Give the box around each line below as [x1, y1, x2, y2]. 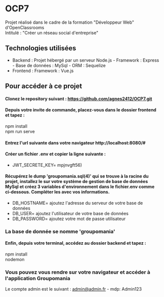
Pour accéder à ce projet [5, 82, 82, 90]
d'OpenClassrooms [5, 24, 44, 30]
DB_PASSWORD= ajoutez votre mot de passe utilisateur [12, 216, 126, 222]
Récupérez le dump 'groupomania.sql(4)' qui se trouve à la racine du [5, 173, 149, 179]
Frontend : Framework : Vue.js [12, 68, 74, 74]
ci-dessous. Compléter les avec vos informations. [5, 189, 110, 195]
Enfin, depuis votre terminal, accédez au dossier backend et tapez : [5, 240, 147, 246]
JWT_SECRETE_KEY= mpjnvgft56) [12, 162, 82, 168]
